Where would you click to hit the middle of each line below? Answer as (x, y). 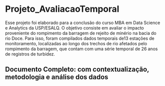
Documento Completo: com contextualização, (77, 70)
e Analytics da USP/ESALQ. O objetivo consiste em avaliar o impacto (75, 28)
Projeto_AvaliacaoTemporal (62, 9)
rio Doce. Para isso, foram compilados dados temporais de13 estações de (80, 38)
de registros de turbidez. (30, 54)
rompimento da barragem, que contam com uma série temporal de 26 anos (82, 49)
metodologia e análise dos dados (57, 77)
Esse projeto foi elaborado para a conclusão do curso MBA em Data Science (83, 23)
